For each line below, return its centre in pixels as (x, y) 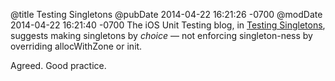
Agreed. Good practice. (58, 65)
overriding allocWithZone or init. (76, 46)
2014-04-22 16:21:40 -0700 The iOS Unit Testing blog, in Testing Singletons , (168, 25)
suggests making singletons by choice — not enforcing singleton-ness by (161, 35)
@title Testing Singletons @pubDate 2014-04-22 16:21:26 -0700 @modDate (166, 14)
